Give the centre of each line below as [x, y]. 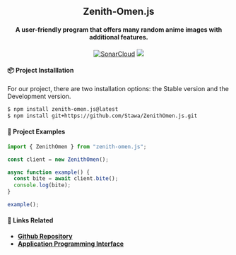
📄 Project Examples [36, 132]
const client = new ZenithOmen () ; [58, 159]
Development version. [39, 96]
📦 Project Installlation [41, 71]
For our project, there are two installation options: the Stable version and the [118, 88]
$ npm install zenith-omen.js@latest [63, 109]
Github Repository [45, 237]
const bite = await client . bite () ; [66, 179]
